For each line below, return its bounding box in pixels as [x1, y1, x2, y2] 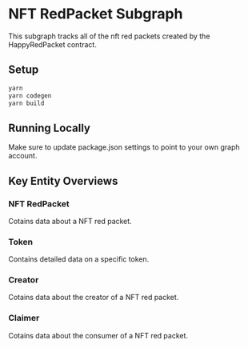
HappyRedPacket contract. [8, 39, 98, 49]
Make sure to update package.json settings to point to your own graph [8, 142, 240, 152]
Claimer [8, 313, 40, 324]
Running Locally [8, 121, 90, 134]
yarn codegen [8, 91, 52, 100]
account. [8, 151, 38, 161]
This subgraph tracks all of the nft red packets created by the [8, 31, 210, 41]
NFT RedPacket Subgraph [8, 5, 183, 23]
